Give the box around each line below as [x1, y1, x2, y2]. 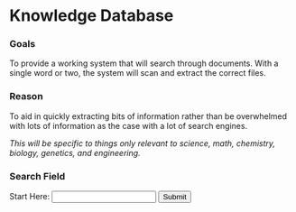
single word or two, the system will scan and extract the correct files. [9, 68, 266, 78]
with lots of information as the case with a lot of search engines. [9, 120, 248, 131]
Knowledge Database [9, 5, 174, 26]
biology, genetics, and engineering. [9, 147, 142, 158]
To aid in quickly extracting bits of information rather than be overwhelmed [9, 110, 287, 122]
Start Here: [9, 191, 51, 202]
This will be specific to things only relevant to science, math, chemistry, [9, 137, 276, 149]
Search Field [9, 170, 66, 182]
